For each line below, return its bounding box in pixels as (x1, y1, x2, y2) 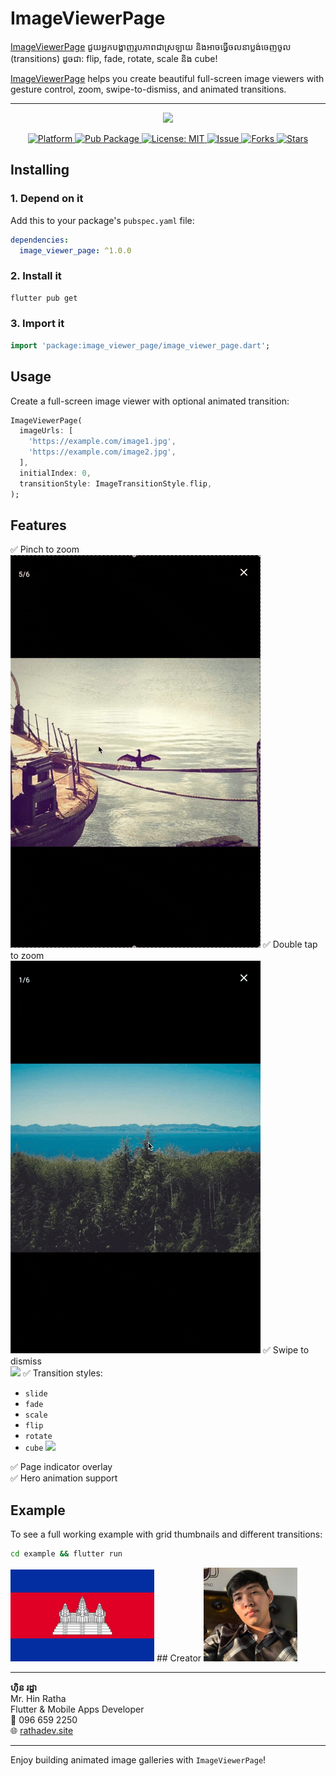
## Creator (156, 1652, 202, 1664)
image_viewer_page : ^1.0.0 (19, 245, 132, 256)
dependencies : (10, 235, 70, 245)
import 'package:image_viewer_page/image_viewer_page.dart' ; (10, 340, 271, 351)
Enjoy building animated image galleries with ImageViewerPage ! (10, 1754, 267, 1766)
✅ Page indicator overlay (10, 1461, 113, 1473)
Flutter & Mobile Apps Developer (10, 1703, 145, 1716)
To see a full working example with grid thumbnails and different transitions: (10, 1528, 323, 1541)
